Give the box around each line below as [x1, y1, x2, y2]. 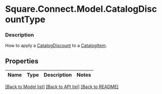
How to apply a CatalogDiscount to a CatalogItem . [5, 43, 108, 49]
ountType [5, 14, 46, 25]
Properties [5, 57, 39, 65]
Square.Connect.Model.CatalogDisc [5, 3, 158, 15]
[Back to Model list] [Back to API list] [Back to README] [5, 84, 119, 90]
